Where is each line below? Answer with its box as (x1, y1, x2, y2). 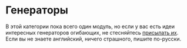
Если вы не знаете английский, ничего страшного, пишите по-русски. (5, 35, 182, 42)
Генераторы (5, 4, 69, 17)
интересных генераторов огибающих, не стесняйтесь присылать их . (5, 29, 179, 36)
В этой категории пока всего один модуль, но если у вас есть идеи (5, 23, 175, 30)
